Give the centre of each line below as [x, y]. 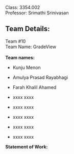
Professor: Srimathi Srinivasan [37, 13]
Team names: [20, 57]
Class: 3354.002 [23, 7]
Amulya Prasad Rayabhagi [40, 77]
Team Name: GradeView [31, 47]
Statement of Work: [27, 147]
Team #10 [16, 41]
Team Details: [28, 29]
